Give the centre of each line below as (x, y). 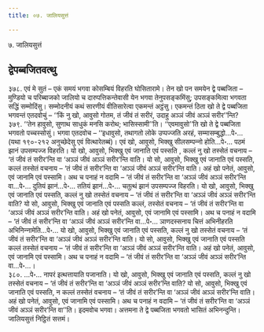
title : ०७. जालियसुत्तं (38, 15)
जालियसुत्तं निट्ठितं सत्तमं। (39, 319)
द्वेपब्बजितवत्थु (32, 70)
